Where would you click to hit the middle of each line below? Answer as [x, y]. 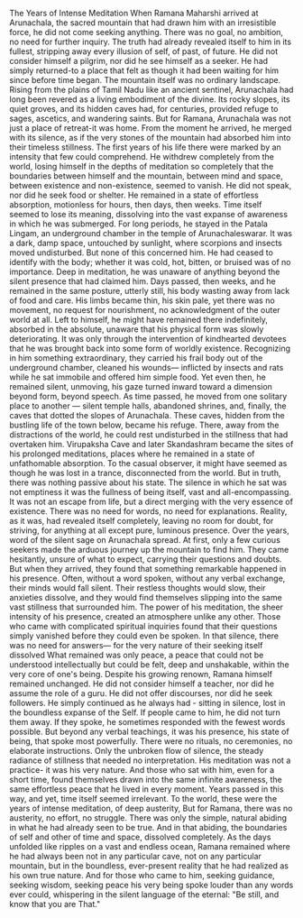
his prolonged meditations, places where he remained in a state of [132, 454]
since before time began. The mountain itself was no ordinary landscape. [145, 80]
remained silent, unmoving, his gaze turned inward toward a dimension [141, 386]
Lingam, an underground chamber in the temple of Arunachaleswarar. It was [151, 233]
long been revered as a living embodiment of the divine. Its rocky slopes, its [150, 99]
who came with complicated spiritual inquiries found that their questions [143, 626]
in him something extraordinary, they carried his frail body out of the [136, 358]
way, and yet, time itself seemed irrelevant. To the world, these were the [143, 799]
